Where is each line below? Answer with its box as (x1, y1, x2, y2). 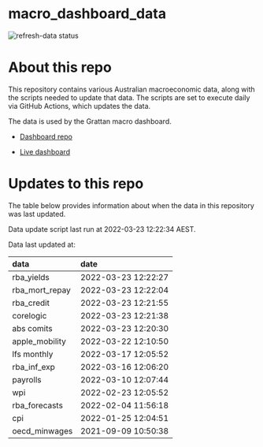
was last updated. (8, 209, 66, 218)
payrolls (12, 374, 42, 385)
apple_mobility (12, 336, 67, 347)
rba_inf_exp (12, 361, 55, 372)
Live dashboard (19, 147, 71, 156)
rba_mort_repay (12, 285, 71, 296)
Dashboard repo (19, 132, 73, 141)
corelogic (12, 310, 47, 321)
